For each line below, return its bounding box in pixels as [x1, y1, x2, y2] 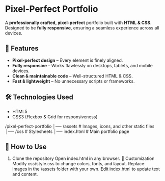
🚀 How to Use [5, 142, 47, 151]
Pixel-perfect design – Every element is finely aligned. [12, 57, 123, 63]
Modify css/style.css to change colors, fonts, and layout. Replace [12, 161, 145, 167]
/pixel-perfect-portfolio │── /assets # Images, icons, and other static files [5, 123, 155, 129]
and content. [12, 171, 38, 177]
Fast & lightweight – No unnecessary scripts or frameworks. [12, 78, 135, 84]
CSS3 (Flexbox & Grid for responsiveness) [12, 114, 98, 120]
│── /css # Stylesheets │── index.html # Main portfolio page [5, 129, 130, 134]
